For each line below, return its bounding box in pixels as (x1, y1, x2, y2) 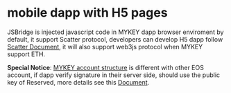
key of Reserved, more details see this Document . (7, 78, 150, 86)
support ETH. (7, 50, 46, 58)
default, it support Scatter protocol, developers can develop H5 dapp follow (7, 35, 223, 43)
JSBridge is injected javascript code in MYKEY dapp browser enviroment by (7, 28, 224, 36)
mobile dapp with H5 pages (7, 5, 168, 21)
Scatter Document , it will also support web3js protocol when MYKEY (7, 42, 203, 51)
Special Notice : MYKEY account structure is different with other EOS (7, 63, 205, 71)
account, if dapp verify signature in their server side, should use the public (7, 71, 221, 79)
